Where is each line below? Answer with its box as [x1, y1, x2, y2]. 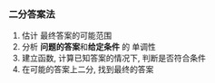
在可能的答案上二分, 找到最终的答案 [21, 64, 154, 75]
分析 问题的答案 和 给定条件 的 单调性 [21, 41, 156, 52]
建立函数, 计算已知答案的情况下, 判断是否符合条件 [21, 52, 206, 64]
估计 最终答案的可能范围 [21, 30, 112, 41]
